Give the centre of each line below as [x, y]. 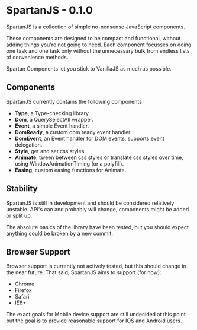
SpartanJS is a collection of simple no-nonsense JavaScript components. [96, 27]
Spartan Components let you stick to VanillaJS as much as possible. [89, 68]
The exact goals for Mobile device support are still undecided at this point [96, 315]
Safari [22, 297]
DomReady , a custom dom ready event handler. [73, 132]
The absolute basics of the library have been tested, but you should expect [98, 227]
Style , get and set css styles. [50, 151]
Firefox [23, 290]
